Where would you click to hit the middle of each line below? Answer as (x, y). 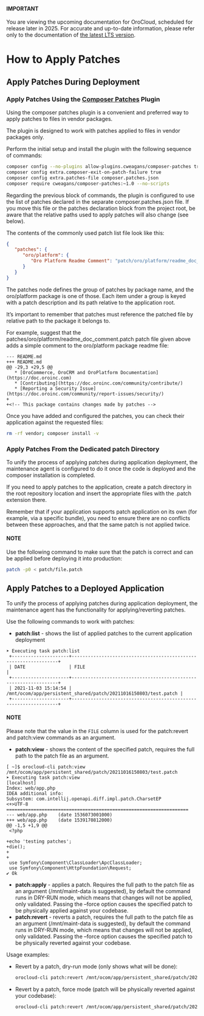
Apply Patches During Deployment (73, 82)
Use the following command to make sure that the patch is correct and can (100, 552)
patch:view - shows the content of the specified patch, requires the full (105, 749)
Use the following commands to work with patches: (70, 621)
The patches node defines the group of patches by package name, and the (100, 290)
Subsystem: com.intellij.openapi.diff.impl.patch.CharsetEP (84, 799)
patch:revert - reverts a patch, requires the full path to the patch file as (104, 917)
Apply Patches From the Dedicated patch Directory (83, 449)
